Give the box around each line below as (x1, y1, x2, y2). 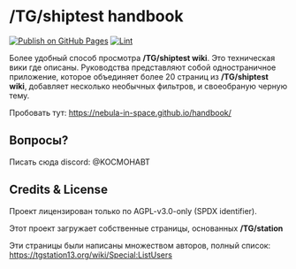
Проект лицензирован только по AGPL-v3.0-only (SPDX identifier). (9, 205, 258, 216)
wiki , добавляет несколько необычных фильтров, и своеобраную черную (9, 81, 288, 91)
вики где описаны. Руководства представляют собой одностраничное (9, 62, 277, 73)
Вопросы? (9, 133, 69, 148)
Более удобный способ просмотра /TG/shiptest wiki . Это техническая (9, 52, 276, 63)
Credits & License (9, 182, 109, 197)
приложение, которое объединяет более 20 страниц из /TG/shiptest (9, 71, 269, 81)
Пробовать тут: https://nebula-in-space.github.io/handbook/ (9, 107, 232, 118)
